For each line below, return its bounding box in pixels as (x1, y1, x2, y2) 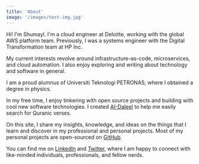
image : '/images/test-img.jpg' (6, 14, 84, 20)
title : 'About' (6, 8, 44, 15)
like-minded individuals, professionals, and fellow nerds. (6, 151, 144, 158)
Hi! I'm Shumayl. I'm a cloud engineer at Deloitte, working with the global (6, 30, 184, 37)
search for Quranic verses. (6, 109, 71, 116)
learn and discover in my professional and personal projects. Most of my (6, 127, 184, 134)
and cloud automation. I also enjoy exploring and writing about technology (6, 61, 188, 68)
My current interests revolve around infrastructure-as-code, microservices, (6, 55, 191, 62)
